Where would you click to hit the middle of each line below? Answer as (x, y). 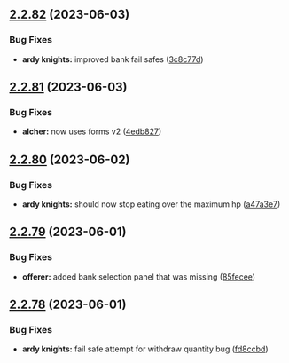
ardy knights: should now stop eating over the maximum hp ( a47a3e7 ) (151, 204)
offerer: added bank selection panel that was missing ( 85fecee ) (138, 276)
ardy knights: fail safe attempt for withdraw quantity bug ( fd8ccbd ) (145, 349)
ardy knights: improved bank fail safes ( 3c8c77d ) (113, 59)
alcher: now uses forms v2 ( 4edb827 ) (92, 131)
